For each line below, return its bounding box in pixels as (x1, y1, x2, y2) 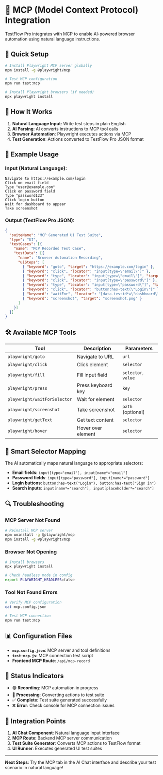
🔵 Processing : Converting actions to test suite (12, 692, 105, 698)
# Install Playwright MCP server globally (5, 63, 92, 68)
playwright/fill (7, 372, 45, 378)
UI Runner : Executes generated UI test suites (12, 745, 102, 752)
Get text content (77, 416, 114, 423)
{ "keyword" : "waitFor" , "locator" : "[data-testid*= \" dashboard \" (22, 292, 160, 297)
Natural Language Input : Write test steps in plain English (12, 120, 126, 126)
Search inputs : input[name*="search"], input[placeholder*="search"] (12, 485, 154, 491)
